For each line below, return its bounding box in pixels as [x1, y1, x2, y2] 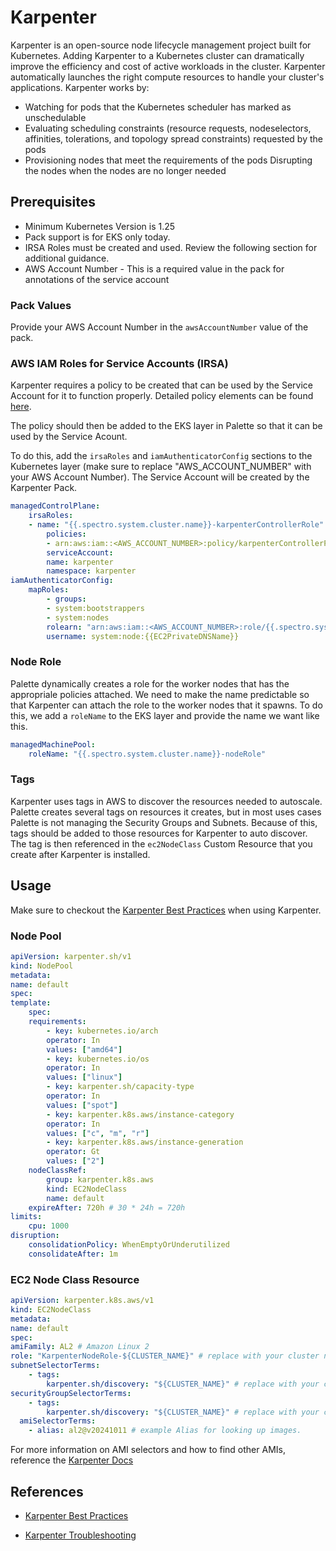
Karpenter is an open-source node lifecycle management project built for [10, 39, 312, 51]
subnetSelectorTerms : [10, 1361, 101, 1371]
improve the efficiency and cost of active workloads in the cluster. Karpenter [10, 60, 326, 72]
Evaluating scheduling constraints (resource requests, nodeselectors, [24, 122, 312, 134]
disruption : [10, 1231, 60, 1241]
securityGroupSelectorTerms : [10, 1388, 132, 1398]
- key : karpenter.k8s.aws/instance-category [46, 1109, 235, 1120]
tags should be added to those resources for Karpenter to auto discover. [10, 827, 308, 839]
